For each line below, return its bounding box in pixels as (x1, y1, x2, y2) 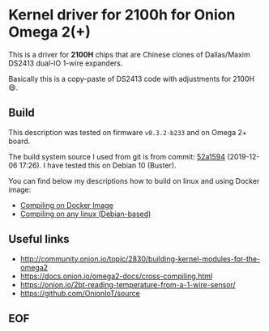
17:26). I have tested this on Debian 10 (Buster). (19, 160, 177, 170)
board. (8, 136, 31, 146)
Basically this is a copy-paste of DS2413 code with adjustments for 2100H (8, 74, 255, 83)
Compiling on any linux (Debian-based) (19, 209, 152, 219)
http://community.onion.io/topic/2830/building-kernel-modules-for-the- (19, 253, 261, 264)
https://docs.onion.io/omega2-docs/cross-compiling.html (19, 271, 213, 281)
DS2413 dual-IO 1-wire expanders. (8, 58, 123, 68)
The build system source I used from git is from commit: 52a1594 (8, 151, 225, 161)
